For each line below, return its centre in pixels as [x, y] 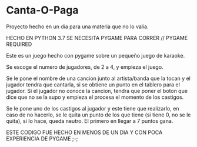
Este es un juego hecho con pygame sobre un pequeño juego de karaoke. [96, 55]
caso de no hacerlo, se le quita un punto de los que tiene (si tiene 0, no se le [98, 115]
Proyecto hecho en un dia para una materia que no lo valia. [77, 26]
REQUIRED [19, 44]
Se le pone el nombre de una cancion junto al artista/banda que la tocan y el [98, 78]
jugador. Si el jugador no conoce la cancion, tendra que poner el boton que [97, 91]
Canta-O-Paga [42, 10]
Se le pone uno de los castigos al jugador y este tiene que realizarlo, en [93, 108]
